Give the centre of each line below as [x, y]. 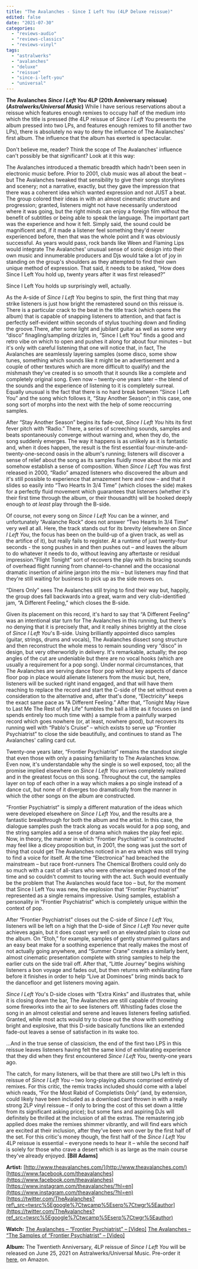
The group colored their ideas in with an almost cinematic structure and [93, 199]
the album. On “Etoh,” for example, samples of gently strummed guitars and [98, 938]
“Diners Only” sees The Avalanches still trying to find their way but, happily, [98, 590]
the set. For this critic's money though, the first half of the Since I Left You [96, 1137]
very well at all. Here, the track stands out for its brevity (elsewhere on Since [99, 528]
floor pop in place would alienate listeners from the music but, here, [88, 677]
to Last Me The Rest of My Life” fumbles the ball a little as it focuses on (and [99, 709]
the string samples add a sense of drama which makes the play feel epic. [95, 833]
